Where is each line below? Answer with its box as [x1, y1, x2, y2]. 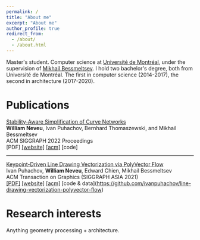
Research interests [6, 207, 102, 220]
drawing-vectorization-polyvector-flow [6, 186, 102, 193]
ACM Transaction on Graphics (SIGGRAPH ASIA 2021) [6, 173, 139, 180]
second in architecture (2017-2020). [6, 77, 95, 84]
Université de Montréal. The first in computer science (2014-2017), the [6, 71, 179, 78]
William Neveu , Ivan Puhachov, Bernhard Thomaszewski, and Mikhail [6, 124, 177, 131]
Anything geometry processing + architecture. [6, 226, 120, 233]
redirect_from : [6, 31, 44, 37]
